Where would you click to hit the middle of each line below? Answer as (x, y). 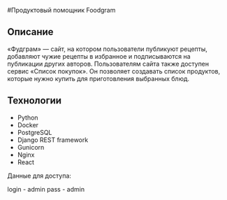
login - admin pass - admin (46, 189)
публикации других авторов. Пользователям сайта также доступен (108, 64)
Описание (30, 32)
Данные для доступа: (39, 176)
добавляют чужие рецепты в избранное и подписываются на (99, 56)
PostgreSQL (35, 132)
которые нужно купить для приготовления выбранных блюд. (98, 78)
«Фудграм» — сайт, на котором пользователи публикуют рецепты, (108, 49)
